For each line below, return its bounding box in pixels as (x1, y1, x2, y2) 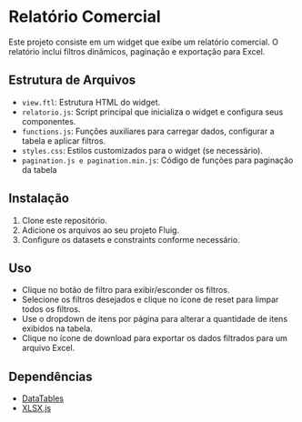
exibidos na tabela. (21, 323, 93, 334)
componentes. (21, 116, 76, 126)
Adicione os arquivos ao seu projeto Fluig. (21, 225, 179, 236)
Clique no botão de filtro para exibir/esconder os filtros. (21, 285, 230, 296)
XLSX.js (21, 403, 52, 414)
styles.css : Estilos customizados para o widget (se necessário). (21, 145, 263, 156)
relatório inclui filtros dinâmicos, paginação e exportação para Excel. (8, 45, 266, 56)
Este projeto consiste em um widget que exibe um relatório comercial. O (8, 36, 279, 47)
